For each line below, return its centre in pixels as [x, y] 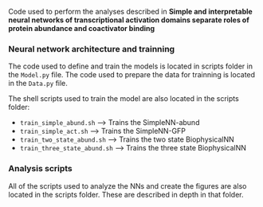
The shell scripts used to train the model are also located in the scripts [124, 99]
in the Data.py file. [38, 84]
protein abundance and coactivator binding [82, 28]
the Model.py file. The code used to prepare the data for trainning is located [132, 75]
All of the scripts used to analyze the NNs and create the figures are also [128, 186]
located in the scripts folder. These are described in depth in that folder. [126, 194]
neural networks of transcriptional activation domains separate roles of [129, 20]
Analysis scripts [41, 169]
